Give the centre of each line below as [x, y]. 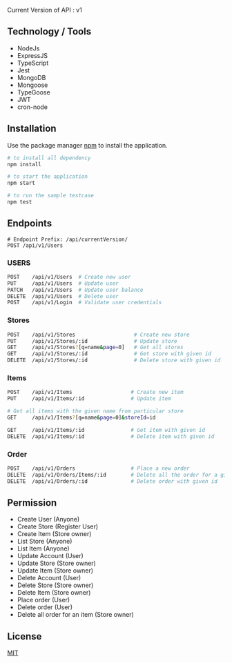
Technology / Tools [49, 31]
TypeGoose [33, 92]
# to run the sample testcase [51, 196]
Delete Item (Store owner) [54, 593]
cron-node [32, 107]
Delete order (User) [45, 607]
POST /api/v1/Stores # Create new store [98, 335]
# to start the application [48, 177]
